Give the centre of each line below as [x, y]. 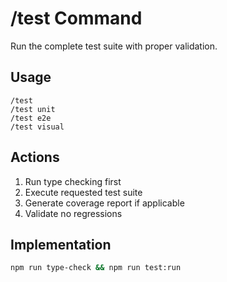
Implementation [61, 244]
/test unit [33, 109]
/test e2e [31, 118]
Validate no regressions [73, 213]
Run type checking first [73, 181]
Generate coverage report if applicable [104, 203]
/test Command [76, 18]
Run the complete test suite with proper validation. [114, 46]
